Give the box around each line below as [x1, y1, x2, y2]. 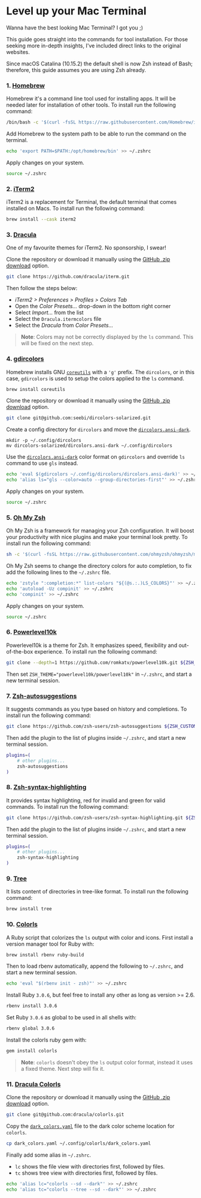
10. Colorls [6, 920, 38, 929]
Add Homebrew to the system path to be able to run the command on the [6, 130, 187, 137]
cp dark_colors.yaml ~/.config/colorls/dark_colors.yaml [6, 1140, 151, 1146]
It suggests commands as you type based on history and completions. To [6, 706, 187, 713]
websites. [6, 48, 30, 55]
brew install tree [6, 906, 52, 912]
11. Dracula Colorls [6, 1080, 61, 1088]
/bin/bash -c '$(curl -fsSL [6, 119, 77, 125]
